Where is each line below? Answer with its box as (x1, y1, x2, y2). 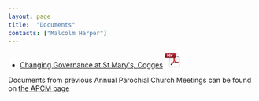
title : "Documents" (8, 20, 76, 29)
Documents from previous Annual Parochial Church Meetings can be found (8, 75, 252, 85)
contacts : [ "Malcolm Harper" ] (8, 29, 108, 37)
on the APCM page (8, 84, 70, 93)
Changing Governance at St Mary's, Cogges (19, 60, 164, 70)
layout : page (8, 13, 51, 20)
